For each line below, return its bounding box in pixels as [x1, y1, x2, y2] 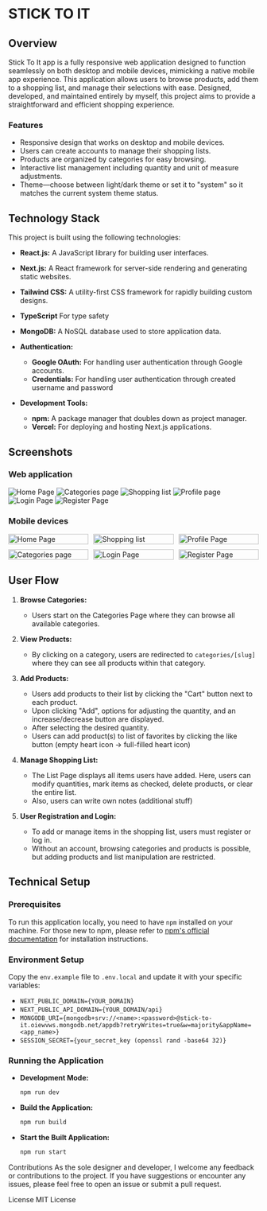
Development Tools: [19, 399, 88, 408]
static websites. [19, 272, 72, 282]
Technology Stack [8, 212, 100, 225]
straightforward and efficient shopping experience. [8, 100, 175, 109]
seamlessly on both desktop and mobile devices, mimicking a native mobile [8, 66, 255, 76]
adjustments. [19, 172, 63, 181]
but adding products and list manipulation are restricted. [31, 852, 216, 862]
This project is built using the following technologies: [8, 232, 181, 243]
